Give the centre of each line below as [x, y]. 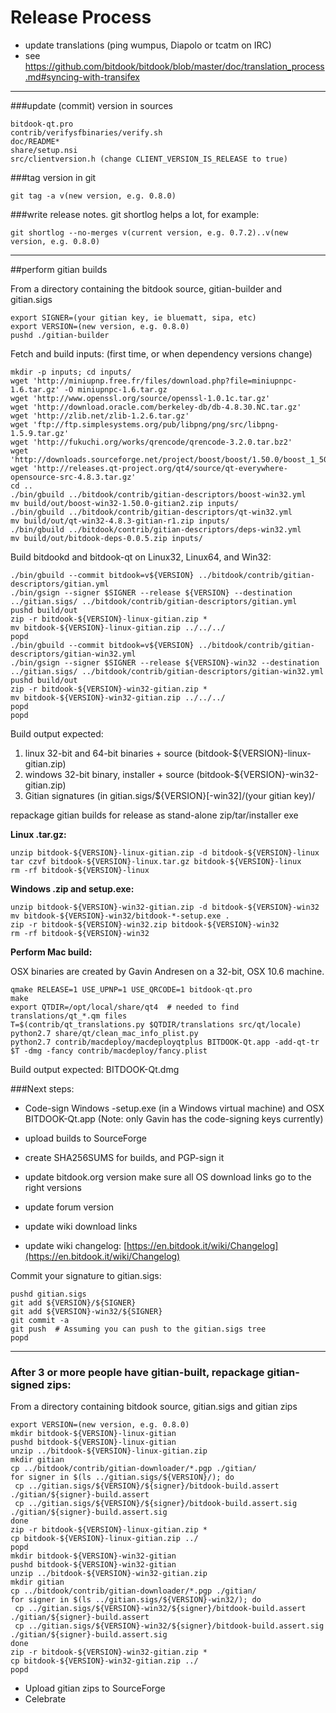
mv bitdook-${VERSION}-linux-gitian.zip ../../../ [118, 627]
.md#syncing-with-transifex [82, 77]
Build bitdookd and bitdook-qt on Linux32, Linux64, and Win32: [141, 557]
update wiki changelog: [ [76, 1245]
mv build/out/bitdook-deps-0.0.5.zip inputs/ [106, 538]
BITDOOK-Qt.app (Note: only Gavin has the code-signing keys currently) [174, 1118]
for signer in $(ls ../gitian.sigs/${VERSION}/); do [122, 1477]
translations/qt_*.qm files [69, 1016]
